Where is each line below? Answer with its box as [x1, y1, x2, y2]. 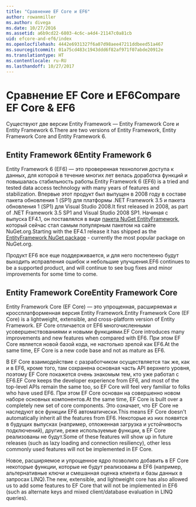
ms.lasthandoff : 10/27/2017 [6, 63, 75, 69]
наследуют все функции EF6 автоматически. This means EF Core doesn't [6, 408, 187, 415]
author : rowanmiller [6, 14, 57, 20]
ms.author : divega [6, 19, 51, 25]
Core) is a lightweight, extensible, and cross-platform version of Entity [6, 315, 175, 323]
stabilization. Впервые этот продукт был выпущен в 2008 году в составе [6, 190, 187, 197]
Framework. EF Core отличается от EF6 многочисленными [6, 321, 151, 329]
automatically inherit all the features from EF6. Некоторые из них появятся [6, 414, 188, 421]
